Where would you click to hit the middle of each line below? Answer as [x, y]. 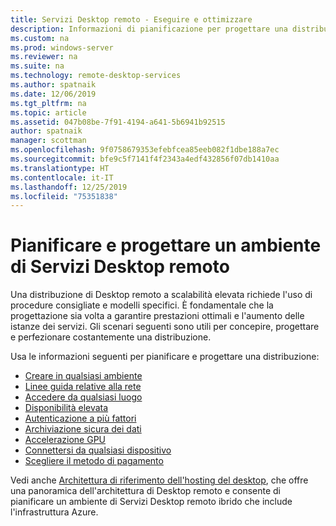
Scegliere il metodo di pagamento [94, 461]
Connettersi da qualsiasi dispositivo [98, 450]
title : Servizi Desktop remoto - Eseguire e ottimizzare [131, 19]
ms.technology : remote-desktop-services [96, 76]
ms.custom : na [40, 38]
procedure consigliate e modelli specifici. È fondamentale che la [142, 305]
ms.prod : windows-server [62, 47]
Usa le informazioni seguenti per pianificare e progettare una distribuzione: [165, 357]
